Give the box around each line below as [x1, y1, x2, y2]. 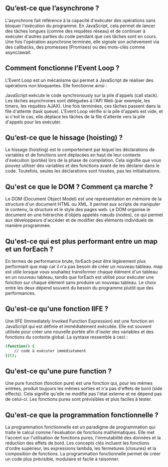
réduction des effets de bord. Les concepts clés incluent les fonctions [5, 440, 149, 446]
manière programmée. [5, 223, 51, 229]
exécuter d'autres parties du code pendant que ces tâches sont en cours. [5, 33, 157, 39]
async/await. [5, 49, 32, 55]
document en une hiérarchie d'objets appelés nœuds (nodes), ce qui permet [5, 212, 163, 218]
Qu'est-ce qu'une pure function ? [5, 367, 112, 375]
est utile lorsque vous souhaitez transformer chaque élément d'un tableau [5, 269, 158, 275]
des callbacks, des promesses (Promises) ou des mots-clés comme [5, 44, 145, 50]
